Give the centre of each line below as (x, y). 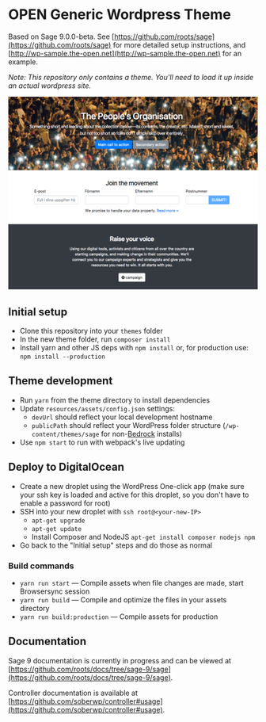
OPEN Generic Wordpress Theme (120, 15)
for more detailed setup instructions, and (179, 44)
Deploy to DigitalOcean (66, 467)
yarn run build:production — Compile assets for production (119, 617)
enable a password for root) (65, 503)
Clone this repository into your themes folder (91, 331)
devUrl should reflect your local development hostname (122, 417)
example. (23, 62)
